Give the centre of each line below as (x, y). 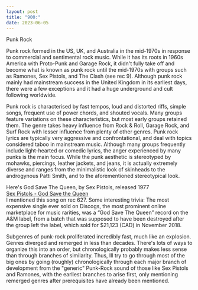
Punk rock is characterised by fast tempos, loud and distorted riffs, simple (96, 107)
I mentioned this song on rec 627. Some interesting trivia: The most (88, 200)
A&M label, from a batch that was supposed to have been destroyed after (95, 219)
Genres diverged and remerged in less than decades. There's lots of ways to (99, 243)
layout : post (22, 12)
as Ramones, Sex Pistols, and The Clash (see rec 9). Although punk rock (94, 76)
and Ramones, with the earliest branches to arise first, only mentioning (92, 275)
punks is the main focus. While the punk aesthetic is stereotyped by (89, 157)
